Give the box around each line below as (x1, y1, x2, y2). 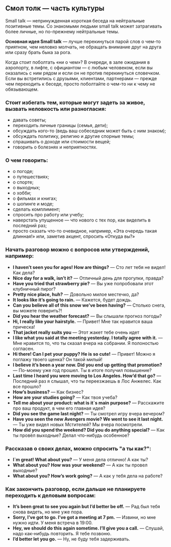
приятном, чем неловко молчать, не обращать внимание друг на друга (5, 43, 162, 50)
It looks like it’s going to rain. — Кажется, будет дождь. (12, 296, 132, 303)
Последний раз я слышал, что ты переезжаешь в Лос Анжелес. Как (12, 378, 162, 384)
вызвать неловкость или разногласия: (5, 105, 107, 112)
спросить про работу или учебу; (12, 212, 84, 218)
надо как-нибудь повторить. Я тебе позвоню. (12, 531, 112, 537)
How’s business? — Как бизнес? (12, 389, 84, 395)
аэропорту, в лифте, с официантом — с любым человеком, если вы (5, 64, 153, 70)
